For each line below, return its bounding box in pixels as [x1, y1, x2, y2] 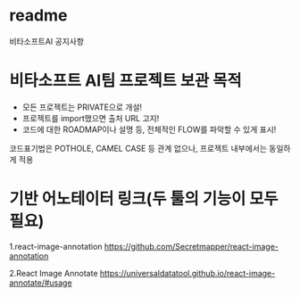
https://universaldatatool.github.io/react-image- [99, 268, 276, 278]
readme [9, 5, 68, 26]
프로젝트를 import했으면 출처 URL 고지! [21, 112, 160, 123]
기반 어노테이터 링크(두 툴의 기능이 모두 [9, 189, 279, 210]
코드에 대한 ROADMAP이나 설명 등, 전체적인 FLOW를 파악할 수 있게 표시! [21, 124, 277, 135]
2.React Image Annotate [9, 268, 98, 278]
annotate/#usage [9, 277, 73, 288]
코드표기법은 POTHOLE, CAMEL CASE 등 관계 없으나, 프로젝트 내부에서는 [9, 143, 268, 153]
